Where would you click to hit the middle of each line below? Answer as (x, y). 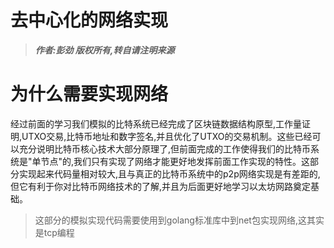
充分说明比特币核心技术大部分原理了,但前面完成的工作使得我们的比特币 (165, 148)
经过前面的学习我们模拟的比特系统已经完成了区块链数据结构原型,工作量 (156, 123)
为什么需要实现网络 (89, 94)
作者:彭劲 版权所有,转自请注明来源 (104, 50)
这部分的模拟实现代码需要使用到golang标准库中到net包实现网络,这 (170, 220)
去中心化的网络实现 (89, 20)
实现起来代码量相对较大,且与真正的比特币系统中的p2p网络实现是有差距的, (169, 173)
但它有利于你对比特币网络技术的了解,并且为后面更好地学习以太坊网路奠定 (161, 186)
